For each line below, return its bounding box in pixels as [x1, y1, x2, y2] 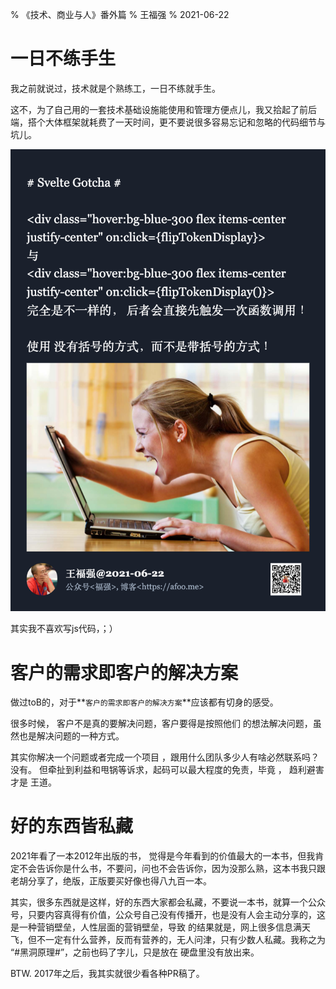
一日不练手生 [10, 48, 117, 70]
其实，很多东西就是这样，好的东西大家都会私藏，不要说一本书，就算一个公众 [10, 896, 326, 908]
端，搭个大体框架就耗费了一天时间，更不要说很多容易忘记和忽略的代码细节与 [10, 116, 326, 128]
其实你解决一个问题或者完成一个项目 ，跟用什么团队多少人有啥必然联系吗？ [10, 751, 320, 763]
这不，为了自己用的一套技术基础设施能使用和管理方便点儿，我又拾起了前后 [10, 103, 317, 115]
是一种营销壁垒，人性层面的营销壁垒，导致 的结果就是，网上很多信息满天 [10, 921, 311, 933]
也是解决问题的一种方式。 [18, 730, 125, 742]
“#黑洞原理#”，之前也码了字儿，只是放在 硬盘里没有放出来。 [10, 946, 260, 958]
